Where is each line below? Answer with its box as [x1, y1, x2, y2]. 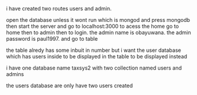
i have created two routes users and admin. [6, 5, 112, 12]
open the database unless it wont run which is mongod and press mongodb [6, 17, 190, 23]
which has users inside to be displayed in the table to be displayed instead [6, 53, 188, 60]
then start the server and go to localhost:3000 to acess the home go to [6, 23, 179, 30]
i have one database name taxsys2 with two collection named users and [6, 64, 182, 71]
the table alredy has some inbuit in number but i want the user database [6, 47, 182, 54]
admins [6, 71, 24, 77]
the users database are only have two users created [6, 82, 133, 89]
